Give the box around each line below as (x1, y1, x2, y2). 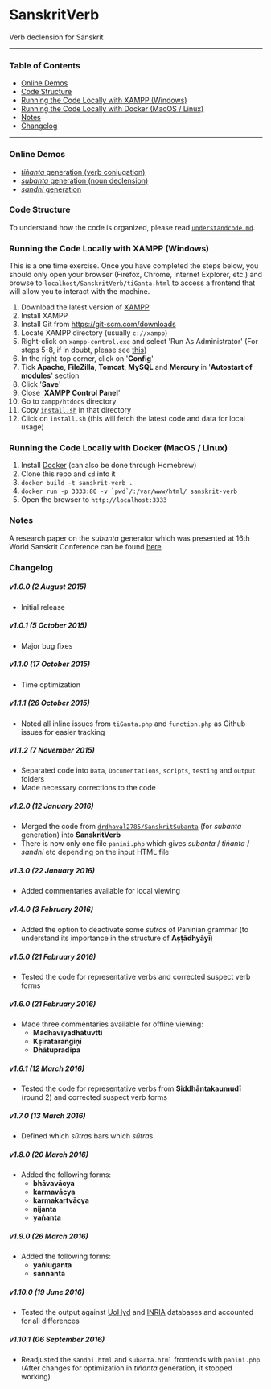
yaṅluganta (32, 1260, 72, 1270)
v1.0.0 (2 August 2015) (9, 582, 87, 591)
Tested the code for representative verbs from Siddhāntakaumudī (20, 1084, 242, 1093)
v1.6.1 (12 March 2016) (9, 1064, 85, 1073)
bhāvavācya (32, 1179, 75, 1188)
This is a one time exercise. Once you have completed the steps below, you (9, 261, 259, 271)
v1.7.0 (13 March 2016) (9, 1110, 86, 1121)
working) (20, 1372, 51, 1382)
